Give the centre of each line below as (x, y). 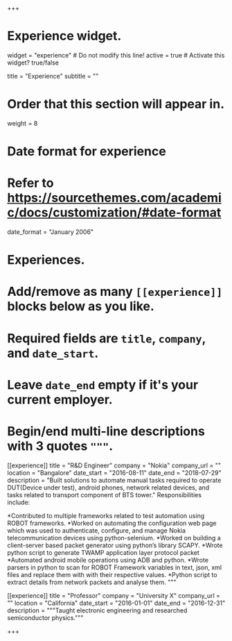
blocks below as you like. (81, 307)
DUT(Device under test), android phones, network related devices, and (108, 488)
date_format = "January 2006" (51, 232)
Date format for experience (87, 152)
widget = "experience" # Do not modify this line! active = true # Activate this (116, 55)
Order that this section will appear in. (116, 104)
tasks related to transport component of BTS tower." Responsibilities (105, 494)
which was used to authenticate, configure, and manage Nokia (96, 530)
